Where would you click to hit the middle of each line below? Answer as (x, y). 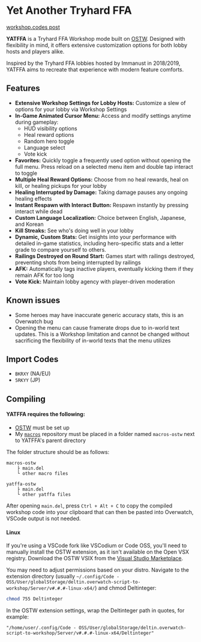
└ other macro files (43, 473)
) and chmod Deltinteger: (126, 588)
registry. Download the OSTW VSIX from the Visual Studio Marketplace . (95, 559)
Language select (44, 147)
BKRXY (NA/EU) (33, 374)
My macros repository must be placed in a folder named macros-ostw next (105, 434)
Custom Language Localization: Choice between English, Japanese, (100, 217)
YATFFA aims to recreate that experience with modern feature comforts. (95, 69)
